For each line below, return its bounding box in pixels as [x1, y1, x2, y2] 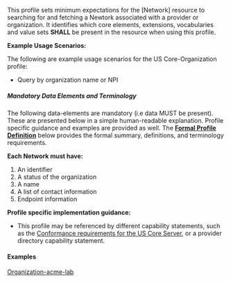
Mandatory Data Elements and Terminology [7, 92, 137, 100]
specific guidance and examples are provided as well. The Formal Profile [7, 123, 216, 132]
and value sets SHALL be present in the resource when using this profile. [7, 28, 216, 36]
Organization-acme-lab [7, 268, 74, 276]
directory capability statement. [17, 236, 105, 245]
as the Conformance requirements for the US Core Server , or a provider [17, 229, 222, 237]
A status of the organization [17, 173, 97, 181]
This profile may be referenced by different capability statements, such [17, 221, 221, 230]
